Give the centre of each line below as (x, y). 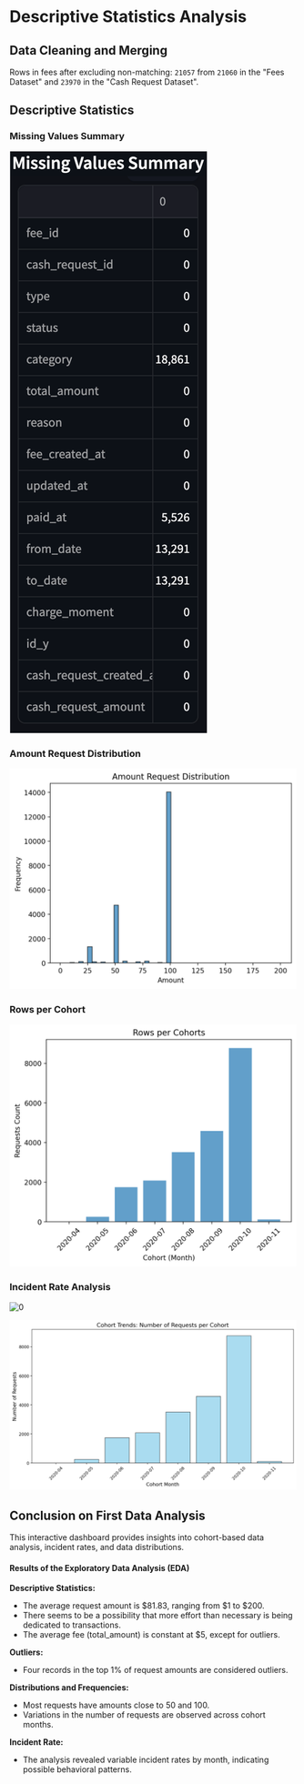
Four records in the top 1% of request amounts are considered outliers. (155, 1670)
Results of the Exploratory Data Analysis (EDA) (100, 1567)
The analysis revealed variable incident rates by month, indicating (146, 1760)
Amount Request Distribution (75, 753)
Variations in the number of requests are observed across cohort (144, 1715)
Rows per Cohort (48, 1009)
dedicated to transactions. (71, 1625)
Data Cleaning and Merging (89, 50)
